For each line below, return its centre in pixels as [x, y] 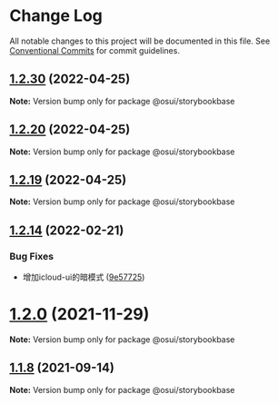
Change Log [56, 16]
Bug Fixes [32, 256]
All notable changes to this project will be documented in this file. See [140, 41]
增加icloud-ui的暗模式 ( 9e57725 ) [84, 277]
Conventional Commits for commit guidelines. [95, 50]
